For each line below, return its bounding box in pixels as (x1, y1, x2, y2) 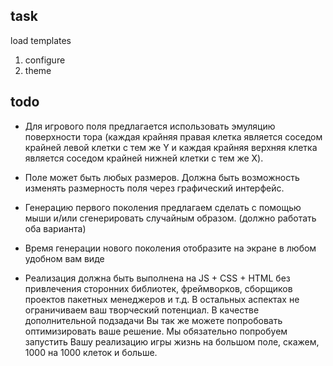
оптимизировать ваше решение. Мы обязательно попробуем (24, 325, 288, 337)
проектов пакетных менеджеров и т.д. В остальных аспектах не (24, 293, 300, 305)
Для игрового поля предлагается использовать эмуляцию (24, 120, 276, 132)
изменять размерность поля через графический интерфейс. (24, 182, 285, 194)
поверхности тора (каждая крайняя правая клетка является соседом (24, 130, 323, 143)
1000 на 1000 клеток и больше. (24, 346, 158, 358)
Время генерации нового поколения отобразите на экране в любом (24, 242, 317, 254)
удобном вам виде (24, 252, 105, 264)
